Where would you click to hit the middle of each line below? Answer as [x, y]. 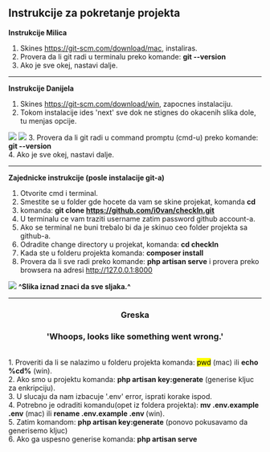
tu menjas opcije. [48, 120]
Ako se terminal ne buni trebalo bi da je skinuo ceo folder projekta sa [133, 227]
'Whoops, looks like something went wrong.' [135, 336]
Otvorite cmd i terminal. [59, 193]
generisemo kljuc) [38, 431]
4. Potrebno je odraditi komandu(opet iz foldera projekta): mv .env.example [134, 405]
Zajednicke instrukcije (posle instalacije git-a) [86, 177]
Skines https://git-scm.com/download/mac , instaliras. [109, 48]
